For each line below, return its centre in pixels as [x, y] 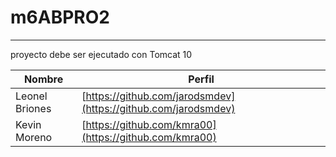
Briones [33, 108]
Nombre [43, 79]
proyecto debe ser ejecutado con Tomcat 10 [101, 54]
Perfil [201, 79]
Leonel [31, 96]
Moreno [34, 137]
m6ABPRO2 [60, 17]
